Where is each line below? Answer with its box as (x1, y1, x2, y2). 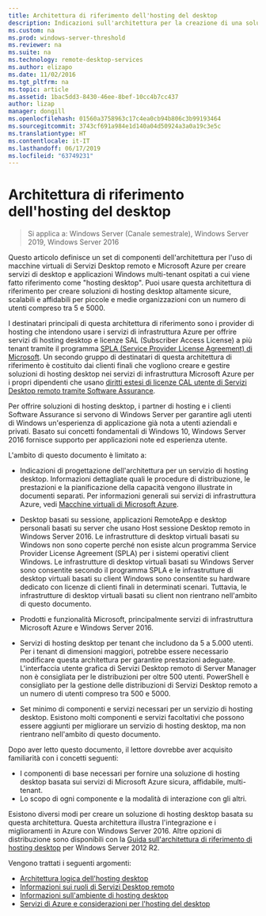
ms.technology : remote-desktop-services (8, 56, 144, 64)
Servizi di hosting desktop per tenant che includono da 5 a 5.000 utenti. (19, 638, 253, 648)
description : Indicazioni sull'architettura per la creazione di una (8, 19, 243, 27)
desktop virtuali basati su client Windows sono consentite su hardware (19, 574, 251, 584)
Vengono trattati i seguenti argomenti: (8, 858, 132, 868)
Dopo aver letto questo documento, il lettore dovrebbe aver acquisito (8, 745, 234, 754)
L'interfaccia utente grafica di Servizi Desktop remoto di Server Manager (19, 664, 256, 673)
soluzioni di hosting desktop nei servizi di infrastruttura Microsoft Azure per (8, 370, 255, 379)
